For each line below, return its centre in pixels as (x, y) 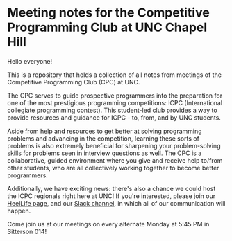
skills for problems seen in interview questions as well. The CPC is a (105, 153)
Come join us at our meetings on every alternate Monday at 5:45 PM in (108, 224)
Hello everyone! (30, 61)
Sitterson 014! (27, 231)
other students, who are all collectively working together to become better (113, 168)
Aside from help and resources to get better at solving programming (105, 131)
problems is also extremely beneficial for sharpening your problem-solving (114, 145)
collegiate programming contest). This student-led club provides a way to (112, 110)
